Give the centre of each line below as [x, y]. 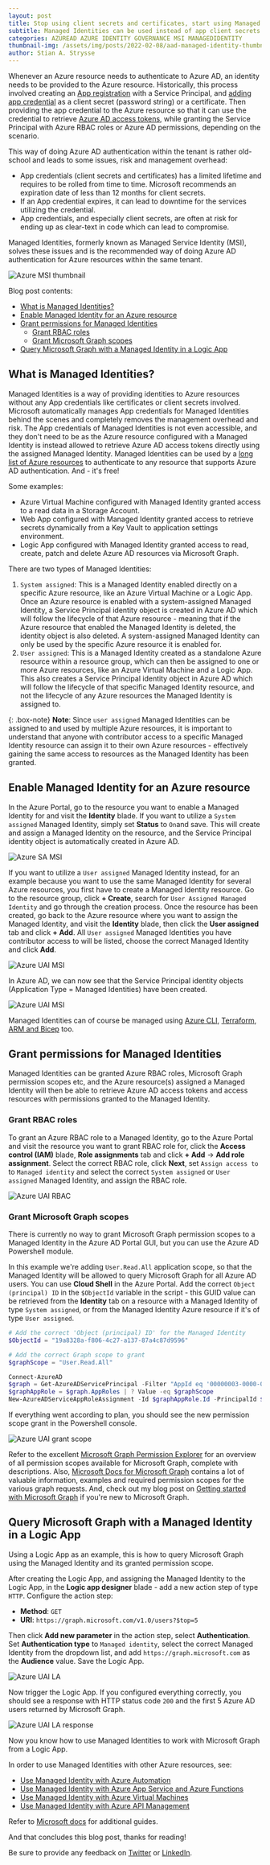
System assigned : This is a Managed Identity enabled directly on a [129, 584]
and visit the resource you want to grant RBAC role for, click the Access [127, 1146]
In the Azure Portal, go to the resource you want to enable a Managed [124, 807]
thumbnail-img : [34, 46]
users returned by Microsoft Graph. [67, 1709]
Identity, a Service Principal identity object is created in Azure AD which [139, 610]
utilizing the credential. [58, 210]
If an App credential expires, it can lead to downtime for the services [133, 201]
